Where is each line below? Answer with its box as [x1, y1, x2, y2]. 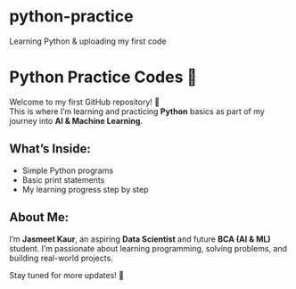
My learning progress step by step [21, 184, 149, 194]
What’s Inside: [9, 141, 91, 157]
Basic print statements [21, 174, 105, 185]
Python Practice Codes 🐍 [9, 67, 198, 87]
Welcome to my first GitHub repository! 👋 [9, 96, 160, 107]
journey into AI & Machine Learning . [9, 115, 144, 126]
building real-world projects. [9, 252, 113, 263]
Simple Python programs [21, 165, 114, 176]
